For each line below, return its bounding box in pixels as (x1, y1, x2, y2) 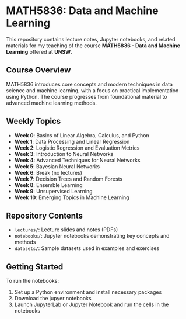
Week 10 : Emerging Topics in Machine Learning (14, 194, 129, 201)
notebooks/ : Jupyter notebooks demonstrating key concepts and (14, 233, 170, 240)
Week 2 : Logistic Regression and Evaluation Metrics (14, 144, 140, 151)
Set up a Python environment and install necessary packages (14, 289, 162, 296)
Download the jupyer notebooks (14, 295, 92, 302)
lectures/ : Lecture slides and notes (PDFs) (14, 226, 118, 233)
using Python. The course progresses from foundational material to (6, 93, 167, 100)
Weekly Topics (6, 116, 61, 126)
